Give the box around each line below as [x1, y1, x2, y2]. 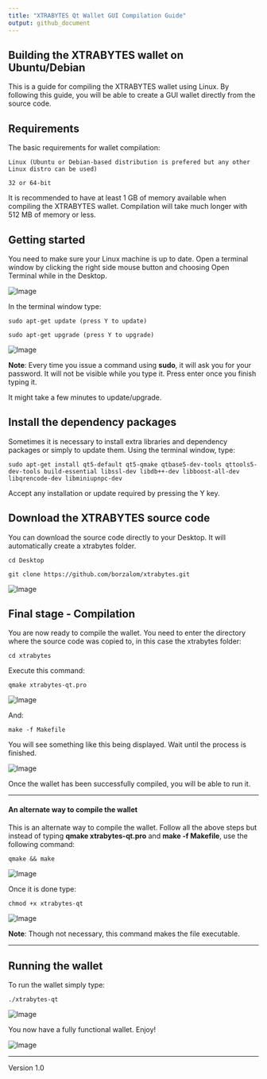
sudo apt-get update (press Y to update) [8, 317, 148, 325]
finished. [8, 748, 37, 758]
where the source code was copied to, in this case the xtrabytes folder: [8, 636, 242, 646]
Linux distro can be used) [8, 165, 98, 173]
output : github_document [8, 19, 91, 27]
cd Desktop [8, 556, 44, 564]
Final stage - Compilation [8, 607, 135, 621]
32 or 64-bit [8, 180, 52, 188]
